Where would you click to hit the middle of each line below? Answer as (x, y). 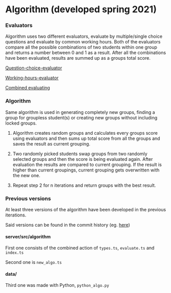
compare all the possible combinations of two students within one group (81, 47)
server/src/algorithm (28, 236)
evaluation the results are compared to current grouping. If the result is (87, 164)
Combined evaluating (28, 88)
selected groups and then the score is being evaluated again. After (83, 159)
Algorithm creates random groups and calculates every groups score (85, 133)
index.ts (15, 253)
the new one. (27, 175)
